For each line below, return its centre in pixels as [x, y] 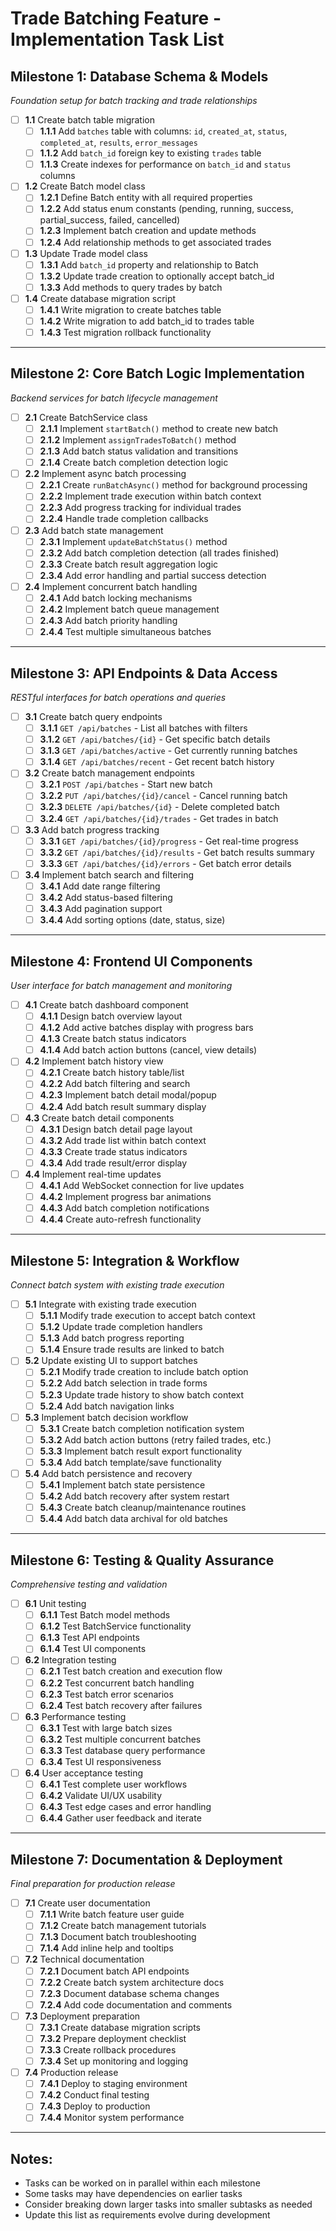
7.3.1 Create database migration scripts [120, 2027]
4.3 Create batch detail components [99, 1118]
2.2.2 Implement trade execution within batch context [150, 496]
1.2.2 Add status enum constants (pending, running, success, [166, 209]
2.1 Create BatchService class [86, 417]
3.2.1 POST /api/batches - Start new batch [126, 784]
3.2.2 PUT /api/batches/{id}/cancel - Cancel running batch [163, 796]
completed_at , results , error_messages [118, 143]
